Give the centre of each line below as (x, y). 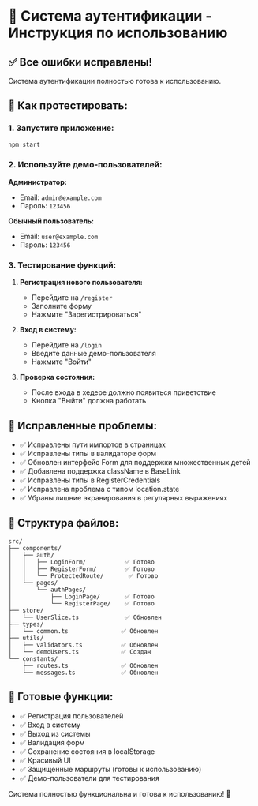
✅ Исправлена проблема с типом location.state (99, 489)
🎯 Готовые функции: (61, 697)
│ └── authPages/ (47, 590)
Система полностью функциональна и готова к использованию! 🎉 (120, 793)
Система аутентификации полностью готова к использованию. (115, 81)
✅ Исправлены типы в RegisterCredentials (90, 480)
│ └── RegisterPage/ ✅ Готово (82, 603)
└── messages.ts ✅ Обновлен (90, 673)
